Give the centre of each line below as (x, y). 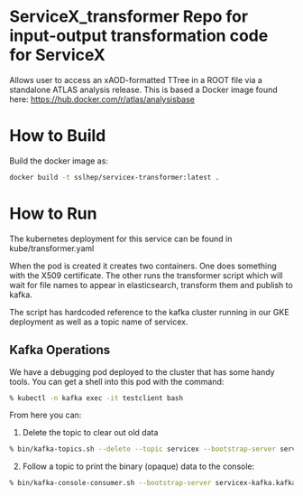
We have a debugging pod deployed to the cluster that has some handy (142, 371)
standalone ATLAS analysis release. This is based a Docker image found (143, 89)
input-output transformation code (139, 36)
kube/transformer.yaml (52, 248)
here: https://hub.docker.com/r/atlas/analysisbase (102, 99)
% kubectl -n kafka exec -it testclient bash (96, 398)
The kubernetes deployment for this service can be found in (121, 239)
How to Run (53, 213)
